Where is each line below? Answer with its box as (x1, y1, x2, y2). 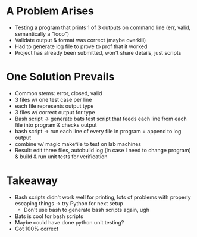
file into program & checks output (14, 121, 97, 129)
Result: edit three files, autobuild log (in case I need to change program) (14, 146, 192, 154)
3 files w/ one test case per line (14, 96, 92, 103)
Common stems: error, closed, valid (14, 89, 102, 96)
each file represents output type (14, 102, 94, 110)
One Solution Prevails (6, 70, 115, 84)
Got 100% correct (14, 225, 58, 232)
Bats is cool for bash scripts (14, 213, 83, 220)
